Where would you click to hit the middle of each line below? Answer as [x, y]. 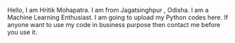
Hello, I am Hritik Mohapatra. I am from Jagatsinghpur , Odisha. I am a [108, 10]
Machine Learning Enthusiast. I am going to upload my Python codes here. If [118, 17]
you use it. [22, 32]
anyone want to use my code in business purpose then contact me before [114, 25]
